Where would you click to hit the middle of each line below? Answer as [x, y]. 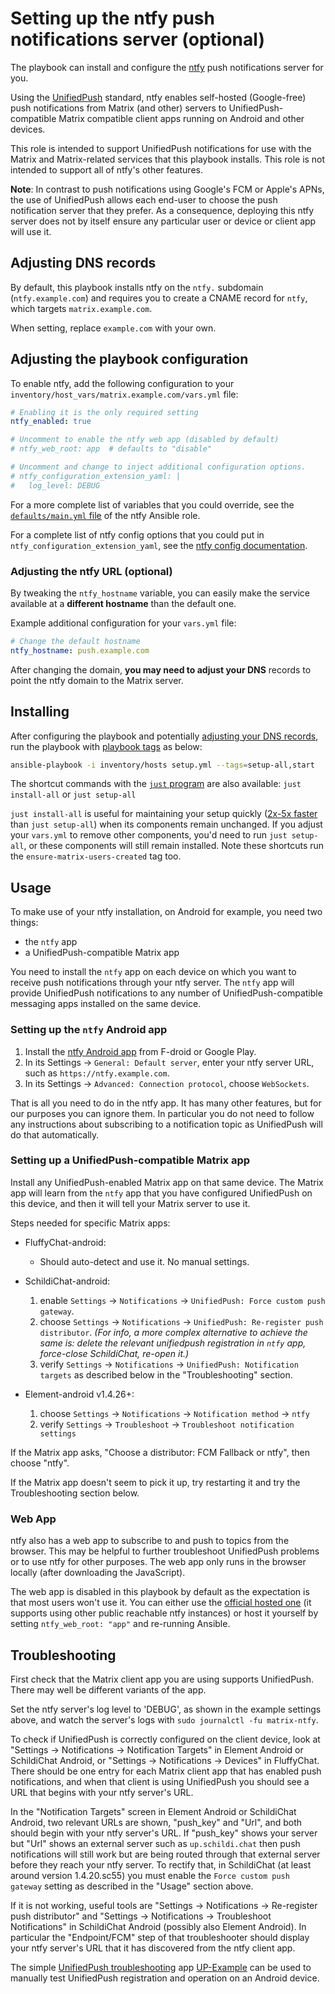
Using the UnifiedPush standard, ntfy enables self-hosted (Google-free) [158, 97]
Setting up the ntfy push [112, 18]
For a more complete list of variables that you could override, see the [152, 504]
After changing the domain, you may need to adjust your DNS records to [161, 669]
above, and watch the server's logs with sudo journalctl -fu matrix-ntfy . [164, 1719]
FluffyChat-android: [65, 1242]
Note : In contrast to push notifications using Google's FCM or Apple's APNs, [167, 189]
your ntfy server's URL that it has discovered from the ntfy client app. [153, 1948]
